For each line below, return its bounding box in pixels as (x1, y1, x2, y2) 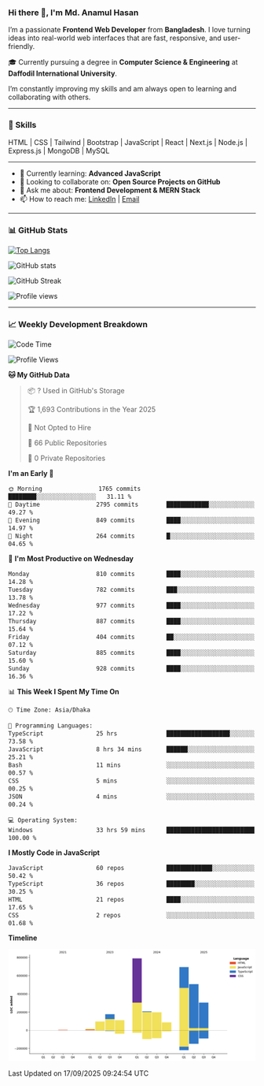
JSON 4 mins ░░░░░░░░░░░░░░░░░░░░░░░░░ (8, 793, 255, 801)
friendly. (8, 42, 35, 51)
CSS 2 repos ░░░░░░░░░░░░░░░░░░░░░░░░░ (8, 912, 255, 920)
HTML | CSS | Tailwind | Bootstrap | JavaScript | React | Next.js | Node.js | (8, 137, 247, 147)
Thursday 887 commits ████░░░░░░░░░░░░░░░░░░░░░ (8, 618, 255, 626)
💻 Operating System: (8, 816, 79, 824)
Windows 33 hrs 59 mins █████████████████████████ (8, 827, 255, 835)
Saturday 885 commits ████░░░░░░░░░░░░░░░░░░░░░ (8, 649, 255, 657)
